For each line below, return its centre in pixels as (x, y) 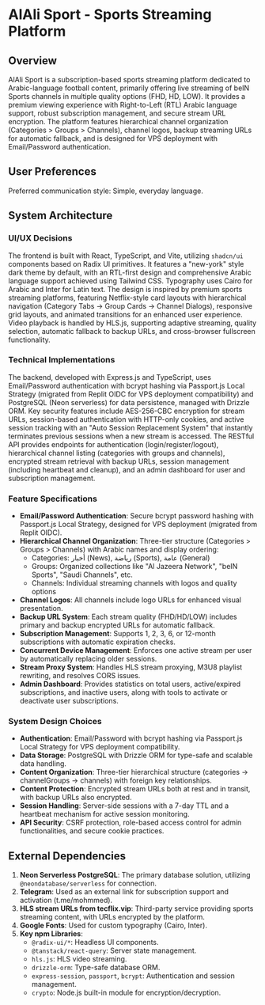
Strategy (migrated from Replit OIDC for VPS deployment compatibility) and (131, 394)
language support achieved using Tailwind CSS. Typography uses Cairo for (131, 281)
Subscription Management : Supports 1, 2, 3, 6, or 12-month (117, 634)
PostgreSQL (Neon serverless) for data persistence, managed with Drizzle (129, 402)
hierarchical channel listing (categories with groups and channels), (117, 453)
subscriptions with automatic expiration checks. (98, 642)
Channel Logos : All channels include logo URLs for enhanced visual (131, 600)
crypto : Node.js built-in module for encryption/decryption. (126, 993)
